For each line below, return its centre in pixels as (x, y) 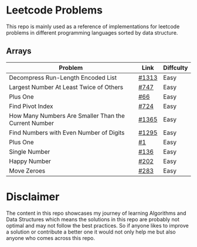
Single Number (30, 151)
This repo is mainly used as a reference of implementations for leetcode (93, 26)
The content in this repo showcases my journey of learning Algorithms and (96, 213)
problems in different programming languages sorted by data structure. (92, 32)
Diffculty (176, 67)
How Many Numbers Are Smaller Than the (67, 116)
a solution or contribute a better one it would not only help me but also (91, 232)
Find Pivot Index (31, 106)
